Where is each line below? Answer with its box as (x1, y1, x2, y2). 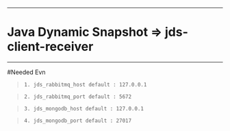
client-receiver (7, 39, 94, 55)
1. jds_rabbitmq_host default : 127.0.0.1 (23, 81, 147, 88)
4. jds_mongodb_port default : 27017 (23, 117, 132, 124)
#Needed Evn (7, 68, 46, 76)
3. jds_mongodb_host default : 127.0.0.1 (23, 105, 144, 112)
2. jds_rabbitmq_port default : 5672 (23, 93, 132, 100)
